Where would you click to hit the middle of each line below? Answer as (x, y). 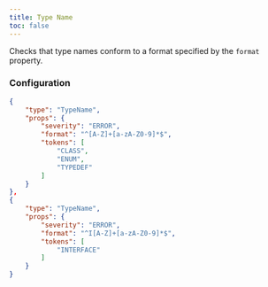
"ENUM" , (71, 159)
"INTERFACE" (78, 250)
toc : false (29, 26)
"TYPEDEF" (74, 167)
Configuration (40, 83)
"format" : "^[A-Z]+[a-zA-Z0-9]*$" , (107, 135)
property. (26, 60)
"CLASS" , (73, 151)
